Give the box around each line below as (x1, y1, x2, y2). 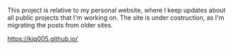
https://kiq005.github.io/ (7, 35, 78, 43)
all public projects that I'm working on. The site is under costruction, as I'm (7, 13, 225, 22)
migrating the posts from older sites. (7, 21, 113, 29)
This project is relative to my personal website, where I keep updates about (7, 6, 226, 14)
